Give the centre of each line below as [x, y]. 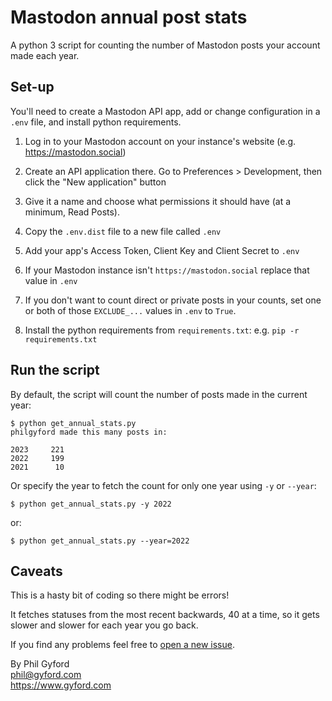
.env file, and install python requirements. [96, 122]
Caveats [36, 571]
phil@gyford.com [46, 675]
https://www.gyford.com [61, 685]
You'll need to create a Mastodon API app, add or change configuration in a [165, 111]
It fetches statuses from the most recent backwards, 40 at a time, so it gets [165, 615]
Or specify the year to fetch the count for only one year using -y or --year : [163, 485]
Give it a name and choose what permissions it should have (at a [158, 201]
